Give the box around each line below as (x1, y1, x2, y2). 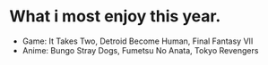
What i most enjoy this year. (9, 6, 221, 27)
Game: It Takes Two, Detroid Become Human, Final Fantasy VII (22, 36, 254, 46)
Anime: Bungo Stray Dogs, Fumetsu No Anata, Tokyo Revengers (22, 45, 259, 55)
